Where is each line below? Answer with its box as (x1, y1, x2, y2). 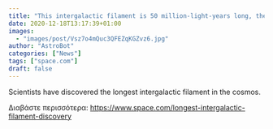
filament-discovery (8, 111, 71, 121)
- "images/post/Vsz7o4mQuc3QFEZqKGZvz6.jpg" (15, 34, 169, 43)
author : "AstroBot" (8, 42, 75, 50)
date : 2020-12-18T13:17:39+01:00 (8, 19, 122, 28)
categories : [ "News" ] (8, 49, 82, 58)
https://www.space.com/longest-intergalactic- (89, 102, 245, 112)
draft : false (8, 65, 53, 73)
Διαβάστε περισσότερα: (8, 102, 89, 112)
